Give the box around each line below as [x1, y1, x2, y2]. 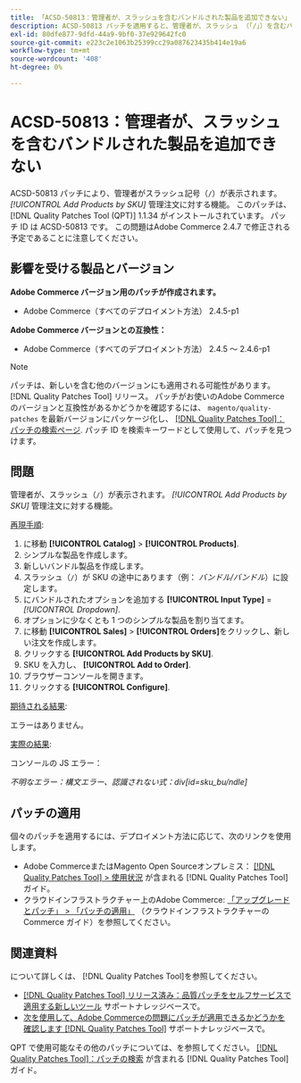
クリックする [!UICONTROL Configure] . [22, 682, 171, 693]
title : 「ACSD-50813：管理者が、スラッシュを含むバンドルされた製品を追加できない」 [10, 12, 291, 22]
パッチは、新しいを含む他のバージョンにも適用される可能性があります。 [10, 379, 276, 390]
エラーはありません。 [10, 720, 88, 730]
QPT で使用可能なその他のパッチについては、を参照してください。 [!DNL [10, 1042, 278, 1054]
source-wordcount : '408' [10, 54, 103, 63]
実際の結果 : [10, 738, 53, 750]
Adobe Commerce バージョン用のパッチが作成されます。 [10, 287, 222, 297]
